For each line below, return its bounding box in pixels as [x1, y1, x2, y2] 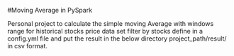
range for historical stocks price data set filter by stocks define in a [7, 27, 204, 35]
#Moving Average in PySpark [7, 6, 93, 14]
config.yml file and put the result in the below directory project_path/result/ [7, 34, 227, 43]
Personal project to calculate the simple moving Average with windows [7, 20, 214, 27]
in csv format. [7, 42, 48, 50]
